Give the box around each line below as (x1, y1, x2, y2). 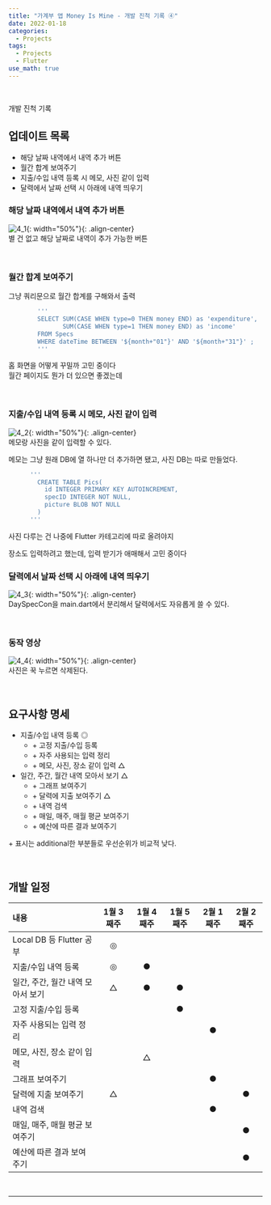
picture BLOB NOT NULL (44, 501, 121, 509)
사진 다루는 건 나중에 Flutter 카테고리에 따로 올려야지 (8, 531, 174, 541)
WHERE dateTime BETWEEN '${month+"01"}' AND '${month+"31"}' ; (37, 337, 254, 346)
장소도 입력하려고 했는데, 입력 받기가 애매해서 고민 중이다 (8, 548, 187, 558)
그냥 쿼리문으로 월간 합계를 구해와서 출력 (8, 291, 135, 301)
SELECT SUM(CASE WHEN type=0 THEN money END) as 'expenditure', (37, 315, 258, 324)
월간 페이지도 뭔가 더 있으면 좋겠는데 (8, 371, 123, 380)
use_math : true (8, 65, 60, 73)
